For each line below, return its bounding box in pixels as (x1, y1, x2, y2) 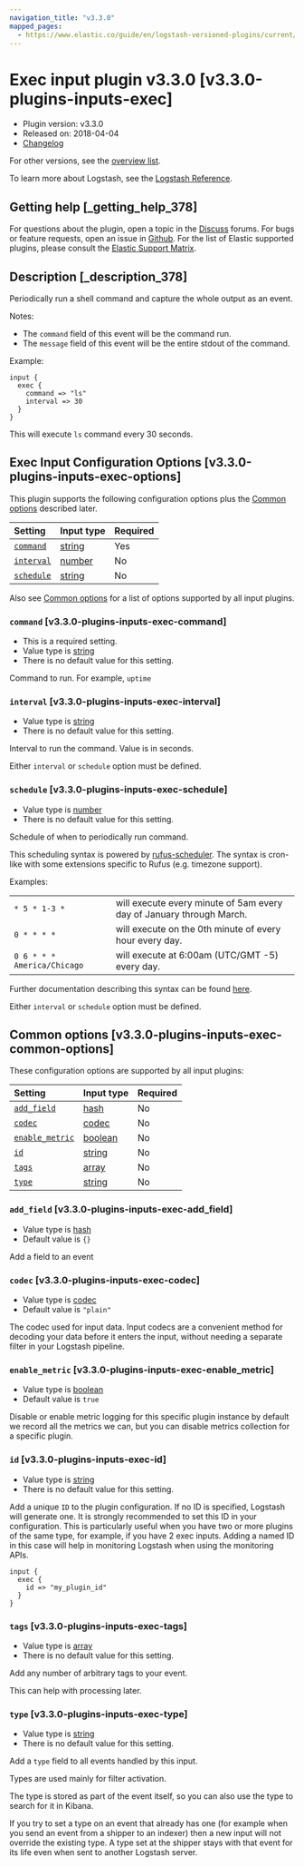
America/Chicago (14, 959, 84, 970)
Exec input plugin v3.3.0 (9, 69, 196, 90)
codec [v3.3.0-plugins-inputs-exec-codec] (9, 1273, 201, 1286)
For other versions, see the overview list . (9, 155, 161, 166)
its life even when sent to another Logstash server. (9, 1847, 198, 1858)
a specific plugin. (9, 1430, 74, 1441)
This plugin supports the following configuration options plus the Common (9, 493, 287, 504)
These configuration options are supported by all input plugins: (9, 1066, 244, 1076)
